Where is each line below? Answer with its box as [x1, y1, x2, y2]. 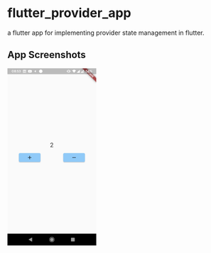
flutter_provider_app [7, 5, 131, 21]
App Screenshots [7, 49, 87, 61]
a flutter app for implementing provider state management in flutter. [7, 28, 205, 37]
